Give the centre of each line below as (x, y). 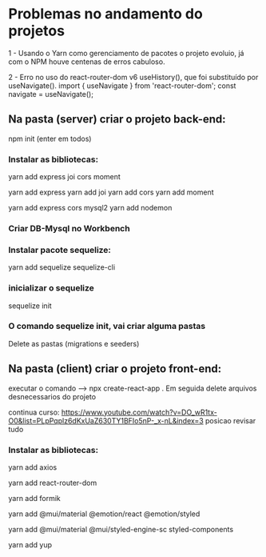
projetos (37, 31)
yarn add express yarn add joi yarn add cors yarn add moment (111, 192)
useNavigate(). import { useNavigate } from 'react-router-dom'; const (122, 86)
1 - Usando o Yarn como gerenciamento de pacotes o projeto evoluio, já (126, 53)
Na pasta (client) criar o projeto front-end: (115, 369)
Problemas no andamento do (106, 14)
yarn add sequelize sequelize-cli (62, 267)
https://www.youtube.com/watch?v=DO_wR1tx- (139, 412)
